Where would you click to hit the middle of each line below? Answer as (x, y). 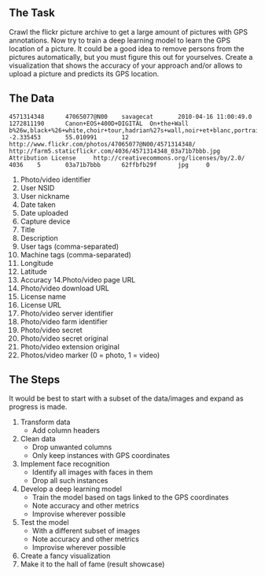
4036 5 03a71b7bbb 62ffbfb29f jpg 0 (110, 164)
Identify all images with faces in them (92, 472)
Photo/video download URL (64, 288)
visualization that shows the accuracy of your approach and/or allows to (126, 65)
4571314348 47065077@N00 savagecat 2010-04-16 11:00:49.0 (131, 116)
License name (43, 296)
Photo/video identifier (55, 179)
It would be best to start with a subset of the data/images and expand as (126, 399)
